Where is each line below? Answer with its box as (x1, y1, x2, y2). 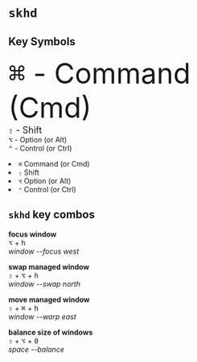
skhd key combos (8, 208, 95, 222)
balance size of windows (8, 327, 93, 337)
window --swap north (8, 279, 80, 289)
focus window (8, 229, 57, 239)
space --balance (8, 344, 64, 354)
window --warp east (8, 311, 76, 321)
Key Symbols (8, 35, 76, 48)
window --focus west (8, 246, 80, 256)
